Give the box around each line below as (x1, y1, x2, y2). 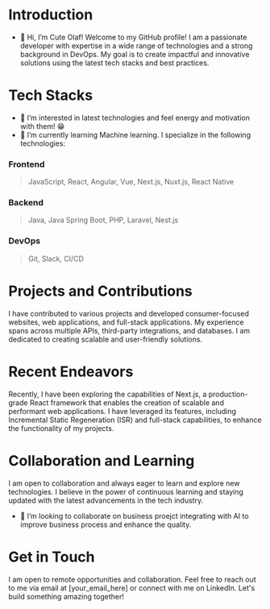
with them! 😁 (19, 121, 65, 130)
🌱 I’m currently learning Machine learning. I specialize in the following (19, 130, 251, 139)
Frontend (8, 159, 45, 170)
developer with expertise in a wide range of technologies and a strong (19, 40, 253, 50)
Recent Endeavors (8, 362, 134, 380)
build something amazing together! (8, 591, 125, 601)
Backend (8, 197, 44, 209)
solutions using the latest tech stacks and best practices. (19, 58, 210, 68)
